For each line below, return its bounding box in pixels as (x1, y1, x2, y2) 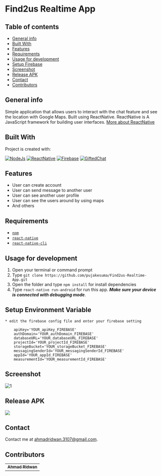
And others (12, 203, 35, 209)
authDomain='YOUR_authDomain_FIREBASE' (14, 331, 94, 336)
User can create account (12, 182, 62, 188)
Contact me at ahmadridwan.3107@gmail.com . (5, 436, 98, 442)
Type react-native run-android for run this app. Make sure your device (12, 287, 156, 293)
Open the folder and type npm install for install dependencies (12, 282, 136, 287)
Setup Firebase (12, 62, 43, 67)
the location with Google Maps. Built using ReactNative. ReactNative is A (5, 114, 150, 120)
